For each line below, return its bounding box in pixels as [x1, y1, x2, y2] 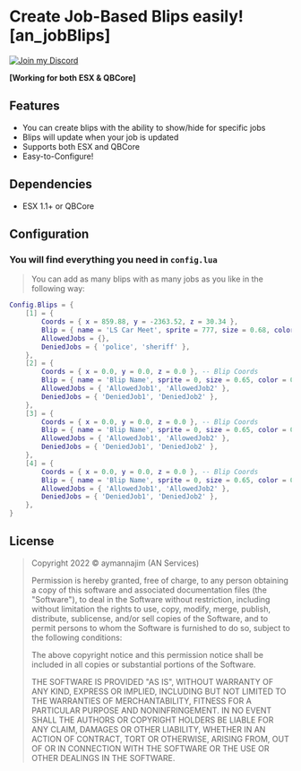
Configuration [9, 226, 90, 241]
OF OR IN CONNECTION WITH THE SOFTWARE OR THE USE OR [30, 742, 270, 754]
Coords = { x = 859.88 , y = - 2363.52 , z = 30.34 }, [41, 317, 239, 326]
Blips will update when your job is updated [21, 132, 179, 143]
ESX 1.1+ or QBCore [21, 200, 95, 212]
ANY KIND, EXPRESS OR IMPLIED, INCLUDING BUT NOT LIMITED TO [30, 686, 287, 697]
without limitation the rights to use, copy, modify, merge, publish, [30, 603, 271, 614]
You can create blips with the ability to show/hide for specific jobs [21, 122, 266, 133]
